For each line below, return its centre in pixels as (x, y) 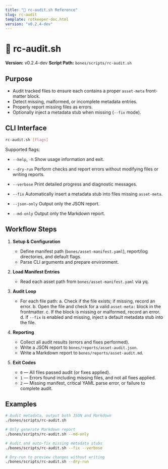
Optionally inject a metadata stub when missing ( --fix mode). (77, 112)
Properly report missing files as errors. (52, 107)
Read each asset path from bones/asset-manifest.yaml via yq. (85, 281)
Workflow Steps (31, 229)
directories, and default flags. (51, 256)
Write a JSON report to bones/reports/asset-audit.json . (79, 347)
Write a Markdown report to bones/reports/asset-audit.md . (82, 353)
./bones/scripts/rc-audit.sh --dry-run (47, 462)
